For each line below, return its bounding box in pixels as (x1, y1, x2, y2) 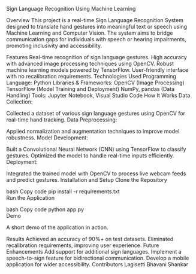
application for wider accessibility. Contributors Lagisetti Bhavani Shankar (6, 261, 189, 268)
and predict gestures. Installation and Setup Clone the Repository (6, 176, 168, 183)
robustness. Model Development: (6, 134, 88, 141)
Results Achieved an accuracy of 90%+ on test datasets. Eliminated (6, 236, 174, 242)
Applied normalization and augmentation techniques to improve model (6, 128, 180, 135)
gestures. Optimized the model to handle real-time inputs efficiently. (6, 152, 174, 159)
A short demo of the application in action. (6, 224, 108, 231)
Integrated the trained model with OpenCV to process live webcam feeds (6, 170, 186, 177)
